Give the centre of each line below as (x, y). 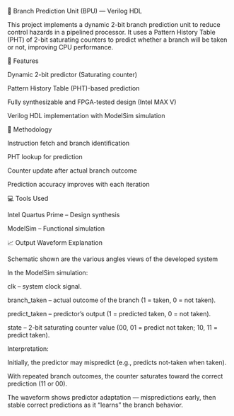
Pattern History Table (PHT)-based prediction (74, 88)
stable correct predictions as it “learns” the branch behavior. (95, 405)
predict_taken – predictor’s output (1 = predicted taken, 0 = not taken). (109, 314)
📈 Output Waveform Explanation (55, 243)
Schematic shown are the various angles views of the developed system (113, 259)
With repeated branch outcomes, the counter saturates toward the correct (115, 376)
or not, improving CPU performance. (60, 47)
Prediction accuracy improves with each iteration (78, 184)
